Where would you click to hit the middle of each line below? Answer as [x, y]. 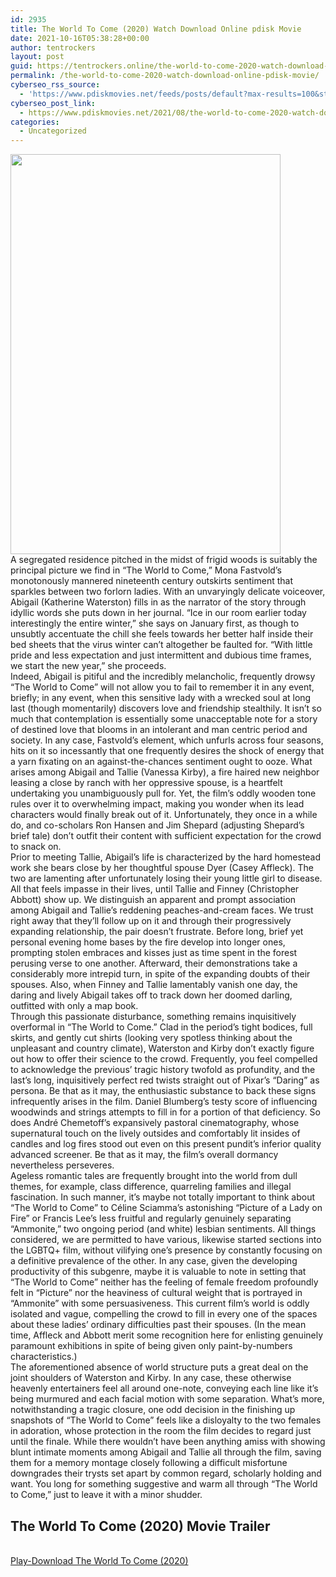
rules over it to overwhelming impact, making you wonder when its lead [157, 804]
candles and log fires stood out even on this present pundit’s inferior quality [166, 1144]
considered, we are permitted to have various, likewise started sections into [166, 1240]
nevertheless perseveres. [62, 1165]
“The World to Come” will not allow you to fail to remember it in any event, [162, 687]
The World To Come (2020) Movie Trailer [140, 1526]
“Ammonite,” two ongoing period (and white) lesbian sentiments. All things [163, 1229]
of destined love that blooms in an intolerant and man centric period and [159, 730]
